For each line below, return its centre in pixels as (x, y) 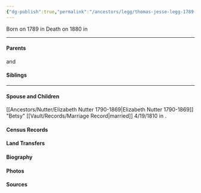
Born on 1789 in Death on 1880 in (47, 29)
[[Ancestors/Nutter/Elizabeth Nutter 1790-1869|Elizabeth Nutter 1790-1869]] (100, 110)
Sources (17, 185)
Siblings (16, 75)
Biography (19, 157)
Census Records (27, 129)
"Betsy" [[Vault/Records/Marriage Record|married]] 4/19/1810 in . (86, 116)
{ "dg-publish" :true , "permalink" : (48, 12)
